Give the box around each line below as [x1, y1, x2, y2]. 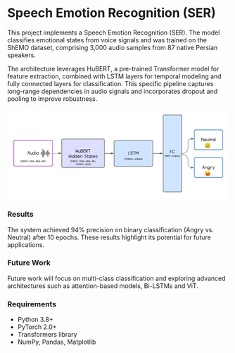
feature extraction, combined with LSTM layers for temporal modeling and [7, 72, 222, 80]
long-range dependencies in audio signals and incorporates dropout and [7, 87, 218, 95]
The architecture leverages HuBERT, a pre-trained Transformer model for [7, 64, 220, 73]
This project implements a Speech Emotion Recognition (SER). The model [7, 28, 220, 37]
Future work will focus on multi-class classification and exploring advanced [7, 274, 227, 282]
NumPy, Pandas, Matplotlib [17, 337, 96, 347]
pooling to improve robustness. [7, 94, 98, 103]
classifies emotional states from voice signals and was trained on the [7, 35, 208, 44]
